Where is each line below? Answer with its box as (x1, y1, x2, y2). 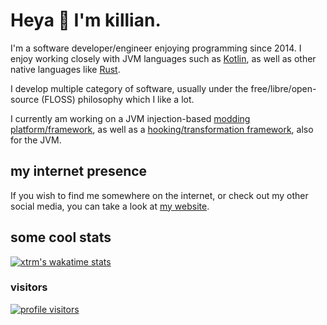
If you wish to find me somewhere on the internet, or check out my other (10, 189, 309, 201)
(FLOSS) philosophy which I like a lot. (41, 93, 195, 105)
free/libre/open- (250, 82, 317, 94)
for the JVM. (10, 134, 62, 146)
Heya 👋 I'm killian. (10, 9, 162, 32)
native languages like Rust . (10, 63, 121, 75)
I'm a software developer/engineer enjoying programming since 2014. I (10, 42, 302, 54)
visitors (10, 280, 48, 294)
